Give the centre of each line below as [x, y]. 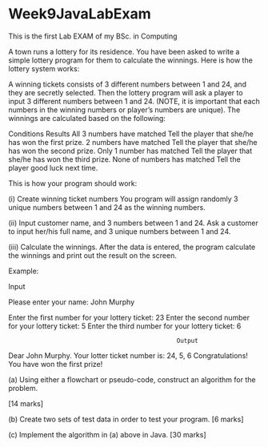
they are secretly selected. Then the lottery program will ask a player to [126, 92]
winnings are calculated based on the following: [87, 118]
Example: [24, 271]
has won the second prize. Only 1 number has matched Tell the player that [130, 151]
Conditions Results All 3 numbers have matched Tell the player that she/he [131, 134]
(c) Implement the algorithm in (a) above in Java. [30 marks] [107, 434]
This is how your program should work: [73, 183]
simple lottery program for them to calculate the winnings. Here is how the [131, 60]
